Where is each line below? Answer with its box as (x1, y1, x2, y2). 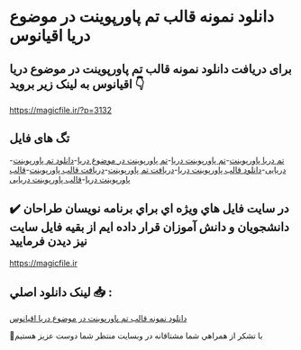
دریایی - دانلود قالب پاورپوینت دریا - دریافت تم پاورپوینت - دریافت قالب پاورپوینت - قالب (9, 164, 287, 175)
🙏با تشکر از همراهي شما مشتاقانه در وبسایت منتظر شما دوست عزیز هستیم (9, 330, 263, 341)
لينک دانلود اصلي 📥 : (9, 285, 113, 301)
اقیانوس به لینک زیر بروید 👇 (9, 76, 145, 92)
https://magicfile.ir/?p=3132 (9, 105, 113, 115)
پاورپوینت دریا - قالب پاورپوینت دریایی (9, 174, 131, 184)
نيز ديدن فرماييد (9, 234, 87, 249)
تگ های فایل (9, 130, 70, 146)
